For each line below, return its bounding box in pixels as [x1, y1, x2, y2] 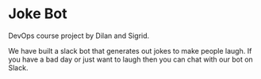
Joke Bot [8, 5, 67, 23]
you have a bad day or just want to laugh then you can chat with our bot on [8, 55, 254, 64]
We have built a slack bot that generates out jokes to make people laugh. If [8, 46, 252, 55]
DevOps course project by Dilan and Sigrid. [8, 31, 150, 40]
